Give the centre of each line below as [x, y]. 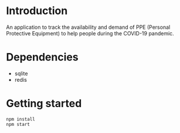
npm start [18, 124]
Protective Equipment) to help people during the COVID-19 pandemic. [90, 33]
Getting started [44, 104]
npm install [21, 119]
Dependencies [42, 57]
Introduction [37, 11]
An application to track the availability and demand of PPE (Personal [88, 27]
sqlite [21, 73]
